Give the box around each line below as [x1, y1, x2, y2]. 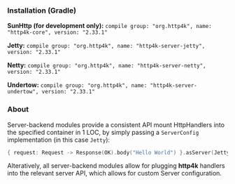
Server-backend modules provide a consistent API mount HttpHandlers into [7, 120, 225, 129]
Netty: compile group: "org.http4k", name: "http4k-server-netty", [7, 61, 206, 70]
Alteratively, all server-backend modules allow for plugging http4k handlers [7, 162, 225, 170]
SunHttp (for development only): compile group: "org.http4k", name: [7, 22, 212, 30]
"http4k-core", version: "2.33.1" [7, 29, 108, 37]
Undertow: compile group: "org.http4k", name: [7, 81, 148, 89]
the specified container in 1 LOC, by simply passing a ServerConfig [7, 128, 199, 136]
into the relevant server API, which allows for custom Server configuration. [7, 169, 222, 178]
